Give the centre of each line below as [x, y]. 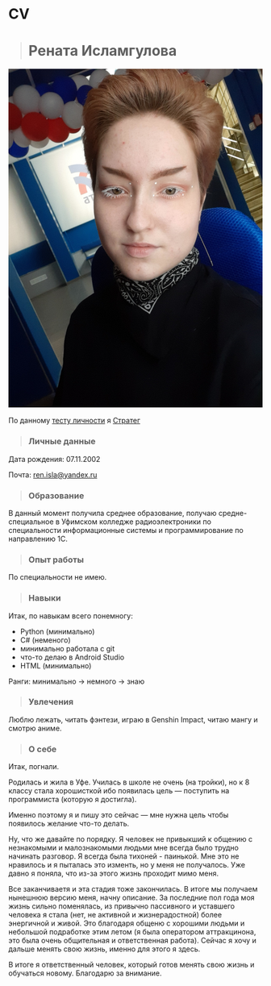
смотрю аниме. [35, 728]
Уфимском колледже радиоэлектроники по [137, 522]
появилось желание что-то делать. [69, 824]
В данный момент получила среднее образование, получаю [113, 513]
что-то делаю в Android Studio [72, 657]
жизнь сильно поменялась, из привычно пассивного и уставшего [122, 906]
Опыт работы [56, 560]
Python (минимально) [57, 631]
